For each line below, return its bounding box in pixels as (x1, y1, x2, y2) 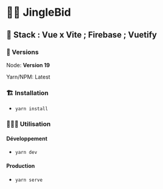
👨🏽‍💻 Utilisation (6, 120, 51, 128)
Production (6, 162, 35, 169)
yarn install (15, 106, 48, 112)
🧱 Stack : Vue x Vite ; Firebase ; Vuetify (6, 30, 158, 40)
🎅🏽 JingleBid (6, 5, 72, 19)
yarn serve (15, 177, 43, 183)
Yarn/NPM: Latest (6, 73, 50, 81)
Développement (6, 134, 48, 142)
